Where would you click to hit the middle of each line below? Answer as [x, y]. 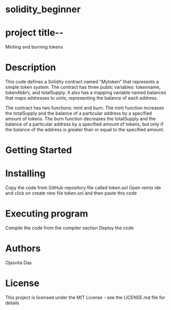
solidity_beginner [43, 9]
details [12, 303]
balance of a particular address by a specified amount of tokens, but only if [84, 124]
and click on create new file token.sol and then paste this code [71, 193]
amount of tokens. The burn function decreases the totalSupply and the [81, 119]
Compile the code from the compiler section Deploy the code [69, 228]
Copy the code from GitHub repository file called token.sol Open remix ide [83, 188]
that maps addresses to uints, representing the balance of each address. [82, 98]
